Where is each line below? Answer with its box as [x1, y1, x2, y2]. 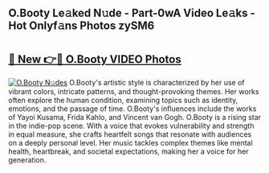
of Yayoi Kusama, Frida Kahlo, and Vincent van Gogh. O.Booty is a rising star [8, 113, 262, 122]
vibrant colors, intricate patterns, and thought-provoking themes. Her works [8, 87, 259, 96]
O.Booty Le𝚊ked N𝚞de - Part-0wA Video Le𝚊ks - [8, 6, 255, 20]
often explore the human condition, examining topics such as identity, [8, 96, 238, 105]
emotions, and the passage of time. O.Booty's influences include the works [8, 104, 257, 113]
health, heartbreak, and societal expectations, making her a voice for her [8, 146, 249, 156]
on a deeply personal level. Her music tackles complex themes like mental [8, 138, 253, 147]
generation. [8, 155, 47, 164]
